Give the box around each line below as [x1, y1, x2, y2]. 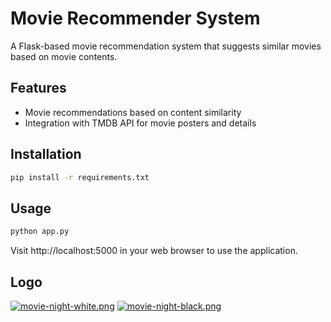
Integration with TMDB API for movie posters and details [24, 117, 257, 129]
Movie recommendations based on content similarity [24, 106, 242, 118]
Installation [10, 146, 82, 163]
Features [10, 80, 67, 97]
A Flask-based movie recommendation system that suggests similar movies [10, 40, 322, 52]
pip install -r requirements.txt [10, 172, 150, 182]
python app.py [10, 227, 70, 237]
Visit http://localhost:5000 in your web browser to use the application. [10, 245, 298, 257]
